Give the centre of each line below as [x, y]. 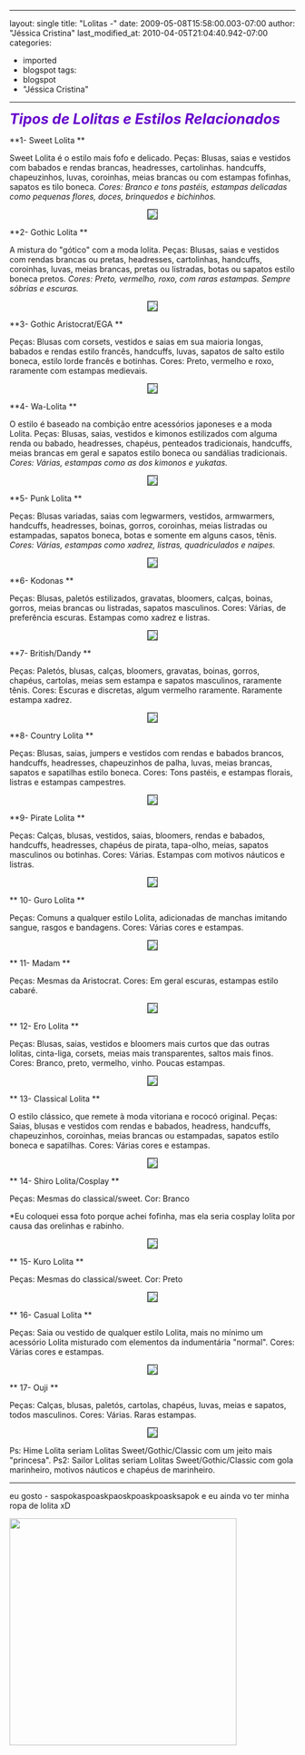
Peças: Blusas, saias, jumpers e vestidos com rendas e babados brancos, [147, 753]
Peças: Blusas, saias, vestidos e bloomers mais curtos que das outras [140, 1044]
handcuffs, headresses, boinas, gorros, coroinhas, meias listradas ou [138, 526]
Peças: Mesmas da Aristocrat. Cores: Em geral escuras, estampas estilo [144, 981]
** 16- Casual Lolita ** [51, 1315]
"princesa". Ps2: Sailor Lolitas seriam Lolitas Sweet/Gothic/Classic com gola [151, 1460]
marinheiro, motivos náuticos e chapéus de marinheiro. [113, 1470]
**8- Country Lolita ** [51, 735]
